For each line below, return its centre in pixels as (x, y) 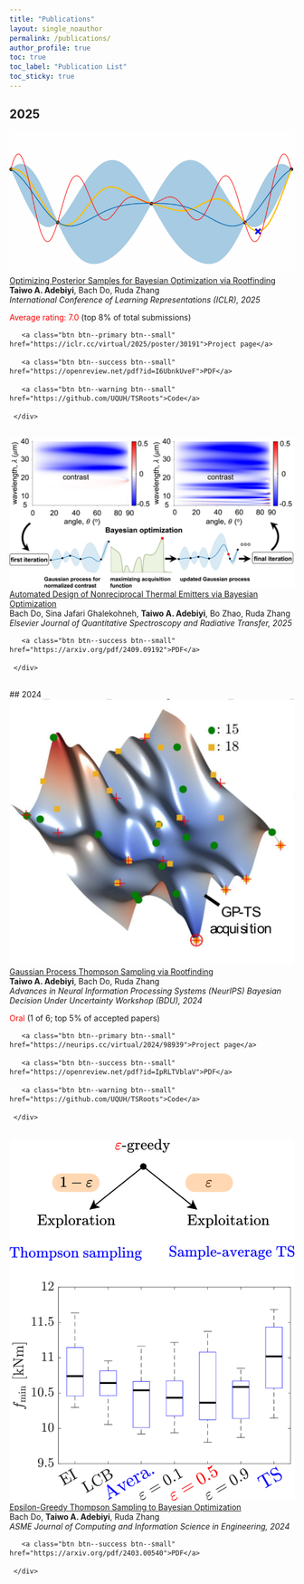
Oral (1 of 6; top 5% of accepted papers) (85, 1018)
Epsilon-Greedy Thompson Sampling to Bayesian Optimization (125, 1507)
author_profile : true (50, 48)
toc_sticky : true (42, 77)
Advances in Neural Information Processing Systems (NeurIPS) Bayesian (146, 991)
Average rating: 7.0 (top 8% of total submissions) (100, 317)
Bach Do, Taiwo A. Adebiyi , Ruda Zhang (85, 1517)
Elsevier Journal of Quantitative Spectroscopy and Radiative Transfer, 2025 (151, 623)
